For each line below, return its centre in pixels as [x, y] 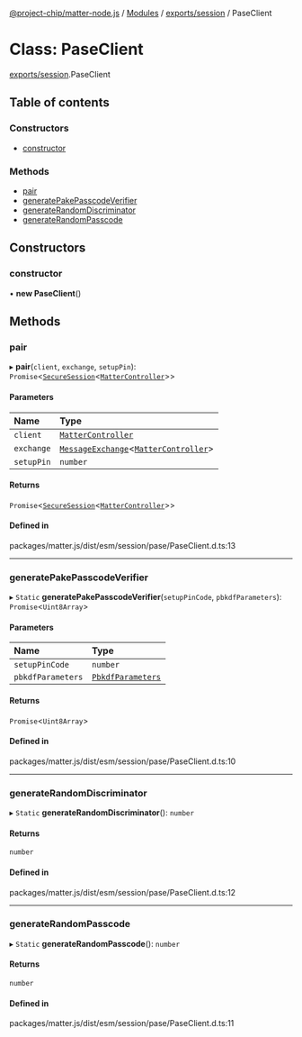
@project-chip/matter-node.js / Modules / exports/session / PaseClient [141, 13]
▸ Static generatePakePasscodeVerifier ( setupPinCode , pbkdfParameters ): [146, 597]
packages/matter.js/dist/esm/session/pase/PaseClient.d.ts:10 [123, 761]
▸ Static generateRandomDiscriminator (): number [102, 813]
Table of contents [59, 103]
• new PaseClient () [45, 293]
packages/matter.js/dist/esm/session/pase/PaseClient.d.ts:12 [123, 892]
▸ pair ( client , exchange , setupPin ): [73, 367]
